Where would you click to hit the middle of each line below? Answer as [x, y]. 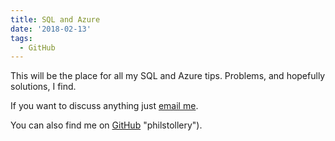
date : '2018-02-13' [51, 29]
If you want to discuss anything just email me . [104, 106]
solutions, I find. [43, 87]
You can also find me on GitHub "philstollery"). [106, 125]
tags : [21, 38]
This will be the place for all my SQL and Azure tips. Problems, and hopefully [168, 76]
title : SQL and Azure [55, 19]
